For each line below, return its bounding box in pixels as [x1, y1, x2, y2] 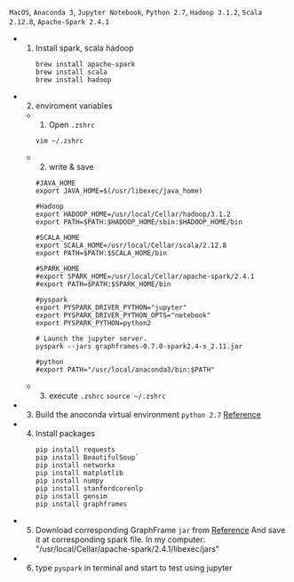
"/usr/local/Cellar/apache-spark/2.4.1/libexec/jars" [35, 544, 220, 554]
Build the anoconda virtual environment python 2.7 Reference [35, 410, 262, 419]
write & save [48, 162, 94, 171]
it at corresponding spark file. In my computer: [35, 534, 206, 545]
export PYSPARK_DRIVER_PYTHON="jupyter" [35, 303, 187, 312]
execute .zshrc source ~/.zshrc [48, 390, 166, 401]
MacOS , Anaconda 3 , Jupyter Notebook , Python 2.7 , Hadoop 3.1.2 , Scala [9, 7, 263, 17]
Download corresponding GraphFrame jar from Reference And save [35, 525, 286, 535]
